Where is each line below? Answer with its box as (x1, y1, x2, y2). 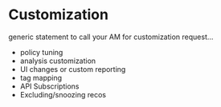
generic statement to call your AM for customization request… (8, 32, 214, 42)
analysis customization (19, 56, 96, 65)
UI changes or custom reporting (19, 64, 126, 73)
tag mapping (19, 73, 63, 82)
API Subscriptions (19, 81, 80, 91)
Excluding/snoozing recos (19, 89, 107, 99)
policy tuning (19, 47, 63, 57)
